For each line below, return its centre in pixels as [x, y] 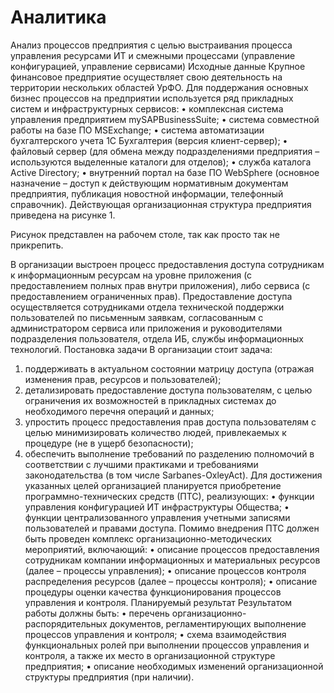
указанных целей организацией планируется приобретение [153, 485]
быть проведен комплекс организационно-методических [148, 538]
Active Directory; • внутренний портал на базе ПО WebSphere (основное [165, 172]
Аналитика [58, 17]
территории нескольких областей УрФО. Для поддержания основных [159, 87]
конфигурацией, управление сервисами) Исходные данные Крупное [158, 66]
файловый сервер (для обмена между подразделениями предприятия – [165, 151]
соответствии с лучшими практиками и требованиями [141, 464]
